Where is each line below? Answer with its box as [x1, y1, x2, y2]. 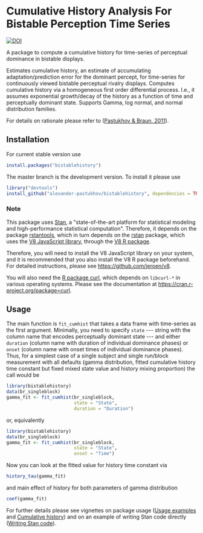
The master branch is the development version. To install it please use [6, 173, 181, 180]
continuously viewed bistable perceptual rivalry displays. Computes [6, 80, 175, 87]
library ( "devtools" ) [6, 185, 59, 191]
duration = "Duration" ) [73, 406, 134, 412]
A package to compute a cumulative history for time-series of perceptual [6, 48, 188, 56]
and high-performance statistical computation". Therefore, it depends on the [6, 225, 197, 232]
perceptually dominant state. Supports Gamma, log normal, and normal [6, 98, 183, 106]
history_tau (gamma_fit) [6, 473, 66, 479]
